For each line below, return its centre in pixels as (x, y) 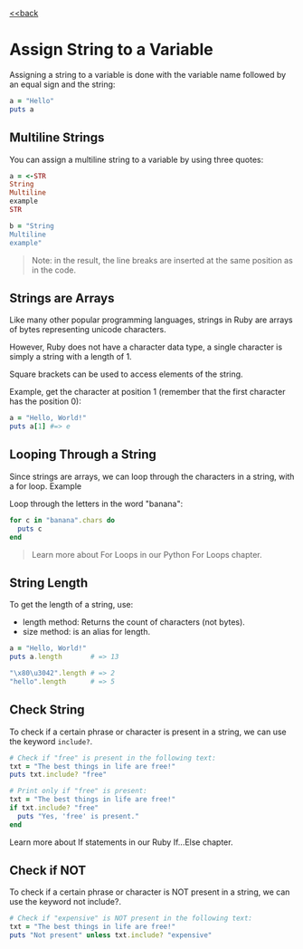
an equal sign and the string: (62, 84)
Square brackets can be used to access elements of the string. (126, 374)
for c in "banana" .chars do (62, 520)
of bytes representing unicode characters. (88, 330)
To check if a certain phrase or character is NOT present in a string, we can (150, 892)
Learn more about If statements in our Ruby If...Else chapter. (121, 842)
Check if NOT (48, 871)
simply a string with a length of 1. (71, 357)
